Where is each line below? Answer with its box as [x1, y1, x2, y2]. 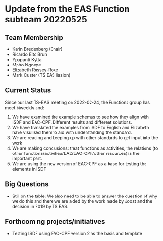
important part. [12, 155, 42, 161]
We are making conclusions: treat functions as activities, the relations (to [12, 145, 158, 151]
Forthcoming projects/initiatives [5, 218, 105, 226]
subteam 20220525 [5, 14, 88, 25]
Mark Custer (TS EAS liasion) [12, 72, 71, 78]
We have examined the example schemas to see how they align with [12, 114, 149, 120]
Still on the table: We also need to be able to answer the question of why [12, 193, 157, 199]
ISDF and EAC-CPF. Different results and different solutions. [12, 119, 132, 125]
